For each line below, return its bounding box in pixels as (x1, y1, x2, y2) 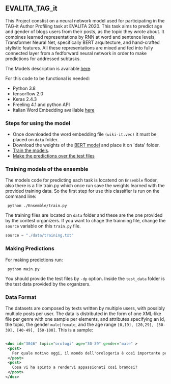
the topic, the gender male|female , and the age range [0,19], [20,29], (5, 321, 154, 327)
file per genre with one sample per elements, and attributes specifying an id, (5, 316, 165, 322)
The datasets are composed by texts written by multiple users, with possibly (5, 305, 165, 311)
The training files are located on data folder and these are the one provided (5, 212, 163, 218)
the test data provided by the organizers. (5, 280, 91, 287)
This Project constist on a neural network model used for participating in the (5, 17, 165, 23)
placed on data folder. (12, 137, 59, 143)
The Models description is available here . (5, 65, 92, 71)
